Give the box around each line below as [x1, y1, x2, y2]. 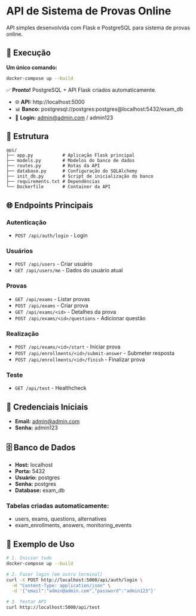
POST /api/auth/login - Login [14, 232, 88, 239]
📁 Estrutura [6, 131, 49, 142]
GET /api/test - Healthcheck [14, 384, 87, 392]
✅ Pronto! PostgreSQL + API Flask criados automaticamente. [6, 86, 157, 94]
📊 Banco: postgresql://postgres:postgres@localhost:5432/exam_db [14, 105, 183, 112]
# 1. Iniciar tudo [6, 555, 52, 561]
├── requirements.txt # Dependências [6, 179, 100, 185]
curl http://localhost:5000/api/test [6, 605, 100, 611]
